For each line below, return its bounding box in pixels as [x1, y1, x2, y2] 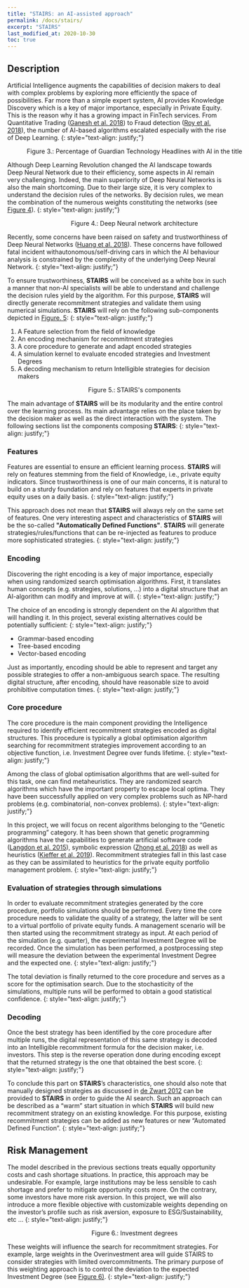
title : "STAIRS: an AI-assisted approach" [7, 10, 133, 18]
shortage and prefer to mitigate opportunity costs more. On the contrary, [7, 1185, 217, 1194]
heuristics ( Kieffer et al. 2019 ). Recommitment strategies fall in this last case [7, 850, 227, 858]
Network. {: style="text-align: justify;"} [7, 262, 119, 271]
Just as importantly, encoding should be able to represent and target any [7, 662, 218, 671]
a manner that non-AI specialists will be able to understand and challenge [7, 283, 220, 292]
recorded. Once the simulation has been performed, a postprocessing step [7, 944, 223, 953]
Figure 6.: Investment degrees [90, 1229, 178, 1237]
